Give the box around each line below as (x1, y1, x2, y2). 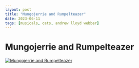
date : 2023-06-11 (5, 16, 40, 21)
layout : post (5, 7, 32, 12)
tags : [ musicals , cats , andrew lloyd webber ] (5, 20, 99, 26)
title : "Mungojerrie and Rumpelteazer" (5, 12, 86, 17)
